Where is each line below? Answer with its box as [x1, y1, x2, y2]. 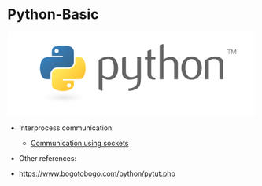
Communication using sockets [30, 139, 129, 148]
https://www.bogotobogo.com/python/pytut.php [18, 169, 176, 178]
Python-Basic [7, 5, 99, 24]
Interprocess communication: [18, 123, 115, 133]
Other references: [18, 154, 76, 163]
